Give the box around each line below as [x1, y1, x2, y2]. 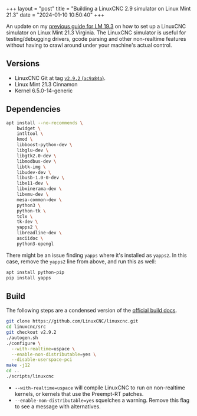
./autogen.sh [6, 334, 38, 341]
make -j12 [6, 362, 31, 369]
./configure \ [6, 340, 41, 346]
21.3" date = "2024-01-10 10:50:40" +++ [6, 11, 105, 18]
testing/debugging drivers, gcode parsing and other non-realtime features [6, 36, 186, 42]
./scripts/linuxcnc [6, 373, 54, 379]
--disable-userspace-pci [11, 357, 73, 363]
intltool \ [17, 131, 44, 137]
